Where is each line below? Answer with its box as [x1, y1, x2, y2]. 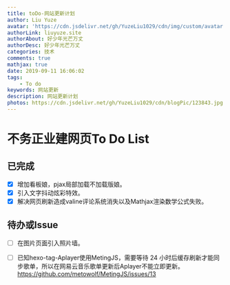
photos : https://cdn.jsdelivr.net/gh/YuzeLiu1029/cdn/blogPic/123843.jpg [7, 100, 224, 106]
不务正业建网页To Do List [7, 131, 149, 147]
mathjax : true [7, 61, 48, 68]
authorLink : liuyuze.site [7, 29, 81, 36]
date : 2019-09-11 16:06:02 [7, 67, 85, 74]
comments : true [7, 55, 51, 62]
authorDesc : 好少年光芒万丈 [7, 42, 81, 49]
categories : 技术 [7, 49, 55, 56]
